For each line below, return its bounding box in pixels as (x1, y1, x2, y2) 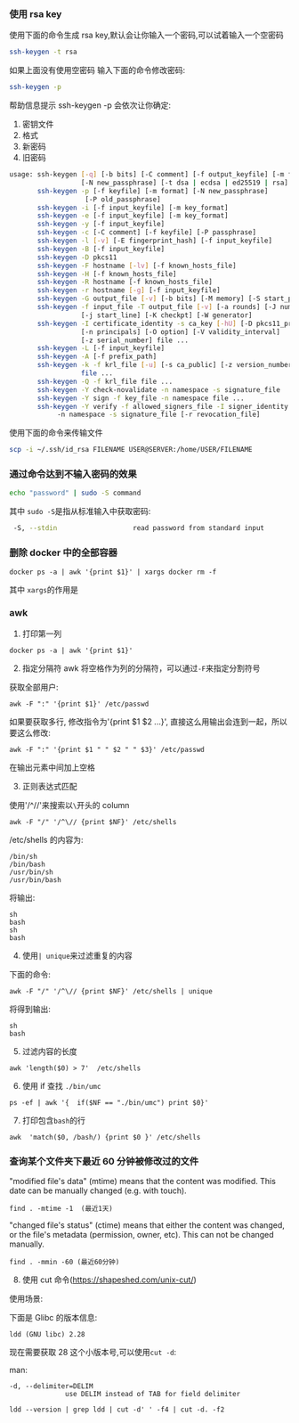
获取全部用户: (9, 682, 60, 692)
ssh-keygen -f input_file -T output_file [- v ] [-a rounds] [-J (36, 303, 277, 312)
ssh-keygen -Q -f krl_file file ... (36, 377, 174, 386)
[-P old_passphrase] (85, 194, 162, 204)
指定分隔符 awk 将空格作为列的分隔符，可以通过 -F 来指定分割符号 (21, 662, 261, 674)
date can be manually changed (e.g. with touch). (9, 1185, 187, 1196)
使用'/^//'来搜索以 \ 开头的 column (9, 799, 130, 810)
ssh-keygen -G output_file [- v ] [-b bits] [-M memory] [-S (36, 294, 261, 304)
